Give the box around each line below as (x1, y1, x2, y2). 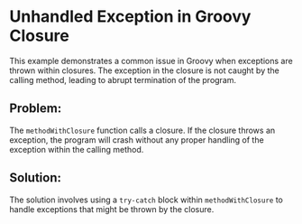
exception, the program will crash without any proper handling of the (9, 134, 264, 145)
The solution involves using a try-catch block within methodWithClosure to (9, 194, 284, 205)
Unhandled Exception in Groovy (9, 6, 252, 27)
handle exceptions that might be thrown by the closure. (9, 203, 215, 214)
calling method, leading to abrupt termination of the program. (9, 74, 237, 85)
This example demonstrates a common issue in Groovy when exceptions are (9, 55, 293, 66)
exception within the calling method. (9, 144, 144, 154)
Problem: (9, 101, 62, 117)
